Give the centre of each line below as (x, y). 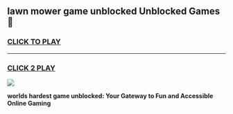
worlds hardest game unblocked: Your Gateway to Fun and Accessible (110, 95)
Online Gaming (29, 103)
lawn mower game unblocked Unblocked (97, 11)
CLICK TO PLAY (34, 42)
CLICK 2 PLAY (31, 68)
